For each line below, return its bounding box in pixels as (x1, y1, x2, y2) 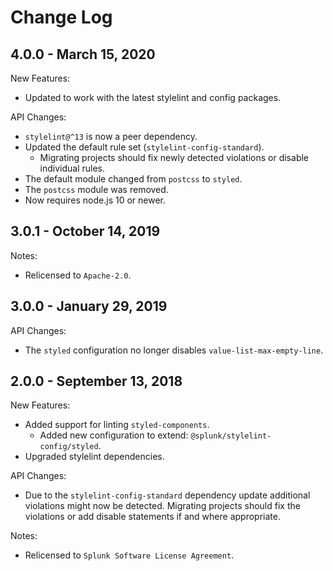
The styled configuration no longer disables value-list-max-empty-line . (24, 344, 324, 356)
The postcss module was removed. (24, 184, 169, 195)
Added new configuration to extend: (39, 429, 189, 441)
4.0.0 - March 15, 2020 (10, 46, 156, 63)
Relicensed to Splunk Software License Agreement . (24, 549, 235, 561)
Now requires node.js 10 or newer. (24, 194, 167, 206)
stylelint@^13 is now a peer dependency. (24, 131, 198, 142)
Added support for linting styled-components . (24, 419, 210, 431)
